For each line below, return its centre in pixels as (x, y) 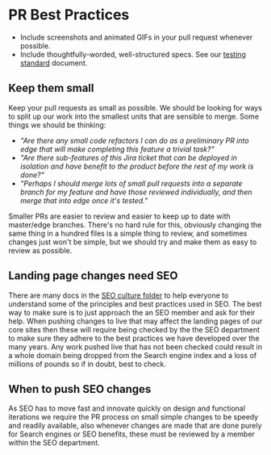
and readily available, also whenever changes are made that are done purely (135, 426)
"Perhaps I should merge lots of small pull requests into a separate (131, 183)
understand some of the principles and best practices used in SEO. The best (135, 303)
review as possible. (40, 250)
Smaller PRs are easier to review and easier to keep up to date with (120, 216)
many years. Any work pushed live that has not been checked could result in (135, 346)
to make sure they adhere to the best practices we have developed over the (134, 338)
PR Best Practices (69, 15)
